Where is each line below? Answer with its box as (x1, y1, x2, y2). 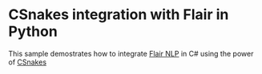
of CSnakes (8, 57, 46, 67)
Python (8, 22, 58, 41)
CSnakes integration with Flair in (8, 6, 229, 24)
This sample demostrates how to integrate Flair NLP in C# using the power (8, 49, 254, 58)
